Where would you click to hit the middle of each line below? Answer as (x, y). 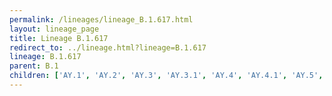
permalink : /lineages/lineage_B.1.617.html (101, 19)
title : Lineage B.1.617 (59, 38)
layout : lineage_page (54, 29)
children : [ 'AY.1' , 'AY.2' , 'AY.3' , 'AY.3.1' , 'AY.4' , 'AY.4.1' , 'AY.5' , (166, 76)
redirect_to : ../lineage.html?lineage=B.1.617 (108, 47)
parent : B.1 (34, 66)
